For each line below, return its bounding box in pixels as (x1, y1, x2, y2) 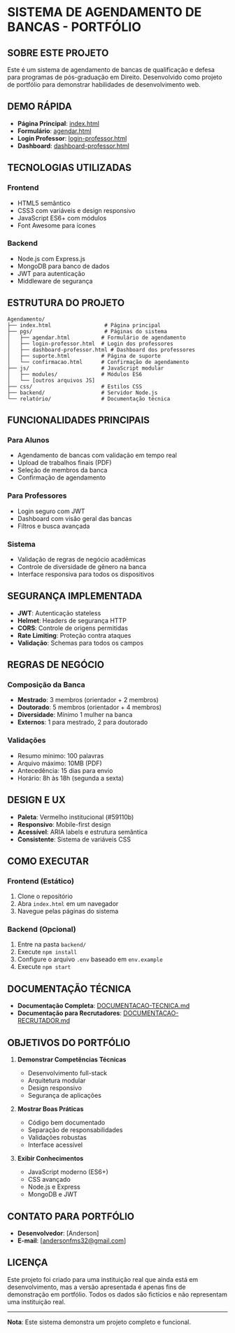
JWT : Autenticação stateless (17, 608, 101, 617)
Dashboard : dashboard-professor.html (17, 141, 129, 150)
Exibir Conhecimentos (17, 1154, 84, 1163)
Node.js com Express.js (17, 254, 86, 263)
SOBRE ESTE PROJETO (7, 47, 109, 59)
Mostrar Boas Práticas (17, 1105, 84, 1113)
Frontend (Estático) (7, 876, 75, 886)
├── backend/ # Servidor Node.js (7, 389, 158, 396)
